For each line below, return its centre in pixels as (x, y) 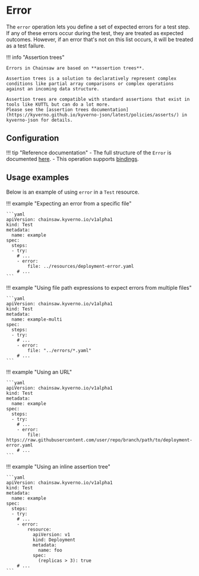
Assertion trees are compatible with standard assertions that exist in (98, 99)
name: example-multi (37, 319)
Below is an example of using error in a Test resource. (73, 192)
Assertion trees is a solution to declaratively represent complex (91, 78)
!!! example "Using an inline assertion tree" (59, 466)
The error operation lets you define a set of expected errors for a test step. (98, 27)
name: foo (50, 550)
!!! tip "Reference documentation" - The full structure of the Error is (89, 153)
